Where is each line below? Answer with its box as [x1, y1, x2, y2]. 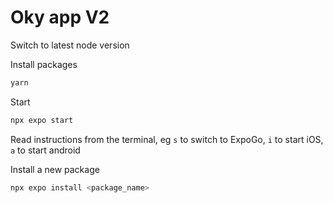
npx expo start [10, 115, 74, 125]
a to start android [10, 144, 81, 156]
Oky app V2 [10, 6, 110, 29]
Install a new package [10, 163, 100, 175]
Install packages [10, 58, 78, 70]
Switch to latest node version [10, 39, 130, 51]
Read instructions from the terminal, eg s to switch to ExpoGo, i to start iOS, [10, 133, 324, 145]
